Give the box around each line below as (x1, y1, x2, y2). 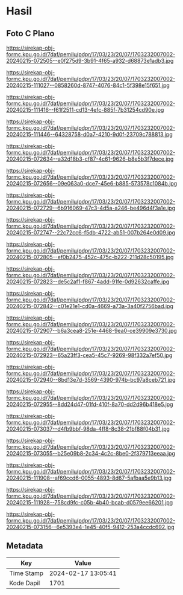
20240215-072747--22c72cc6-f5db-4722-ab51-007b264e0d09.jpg (6, 229, 176, 236)
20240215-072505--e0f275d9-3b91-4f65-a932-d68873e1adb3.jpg (6, 57, 174, 64)
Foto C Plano (6, 28, 55, 39)
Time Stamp (9, 569, 44, 577)
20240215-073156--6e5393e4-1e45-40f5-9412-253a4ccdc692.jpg (6, 524, 175, 530)
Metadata (6, 541, 43, 551)
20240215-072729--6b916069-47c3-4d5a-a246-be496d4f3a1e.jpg (6, 204, 176, 211)
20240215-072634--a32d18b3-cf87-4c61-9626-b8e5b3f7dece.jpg (6, 155, 174, 162)
